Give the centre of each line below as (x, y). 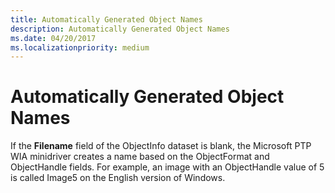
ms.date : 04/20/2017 (53, 38)
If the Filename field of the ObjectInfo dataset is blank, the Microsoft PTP (161, 146)
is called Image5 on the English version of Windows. (118, 178)
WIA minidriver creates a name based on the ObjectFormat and (140, 157)
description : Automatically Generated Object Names (120, 29)
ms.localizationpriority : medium (80, 47)
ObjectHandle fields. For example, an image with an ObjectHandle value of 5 (167, 167)
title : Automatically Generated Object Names (106, 19)
